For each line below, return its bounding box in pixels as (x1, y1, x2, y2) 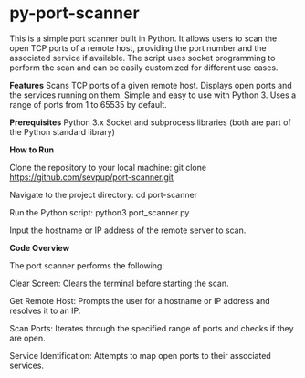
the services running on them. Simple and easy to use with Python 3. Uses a (9, 89, 297, 100)
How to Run (9, 144, 55, 155)
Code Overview (9, 242, 70, 253)
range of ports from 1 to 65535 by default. (9, 99, 167, 110)
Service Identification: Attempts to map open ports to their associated (9, 350, 271, 361)
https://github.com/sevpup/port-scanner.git (9, 172, 174, 183)
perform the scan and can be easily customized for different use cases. (9, 62, 279, 73)
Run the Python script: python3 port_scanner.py (9, 206, 190, 217)
